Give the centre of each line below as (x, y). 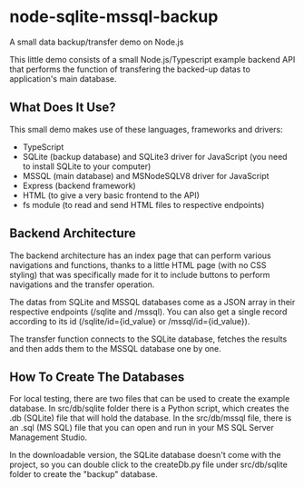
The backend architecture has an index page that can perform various (140, 255)
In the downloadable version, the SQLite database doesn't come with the (145, 455)
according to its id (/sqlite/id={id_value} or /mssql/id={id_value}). (130, 321)
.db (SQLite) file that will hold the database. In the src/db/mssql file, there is (151, 418)
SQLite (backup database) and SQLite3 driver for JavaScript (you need (155, 156)
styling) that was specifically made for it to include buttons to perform (140, 274)
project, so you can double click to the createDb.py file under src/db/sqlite (148, 464)
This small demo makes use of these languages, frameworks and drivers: (146, 129)
